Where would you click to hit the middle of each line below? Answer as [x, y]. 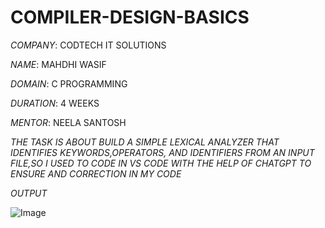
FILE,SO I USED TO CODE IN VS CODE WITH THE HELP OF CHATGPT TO [161, 163]
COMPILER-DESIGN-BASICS [130, 17]
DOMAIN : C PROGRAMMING [69, 83]
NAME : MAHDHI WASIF [58, 64]
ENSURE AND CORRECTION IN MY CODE [96, 173]
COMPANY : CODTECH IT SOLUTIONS [88, 45]
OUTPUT [29, 193]
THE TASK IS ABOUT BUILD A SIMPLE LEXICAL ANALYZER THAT [145, 142]
